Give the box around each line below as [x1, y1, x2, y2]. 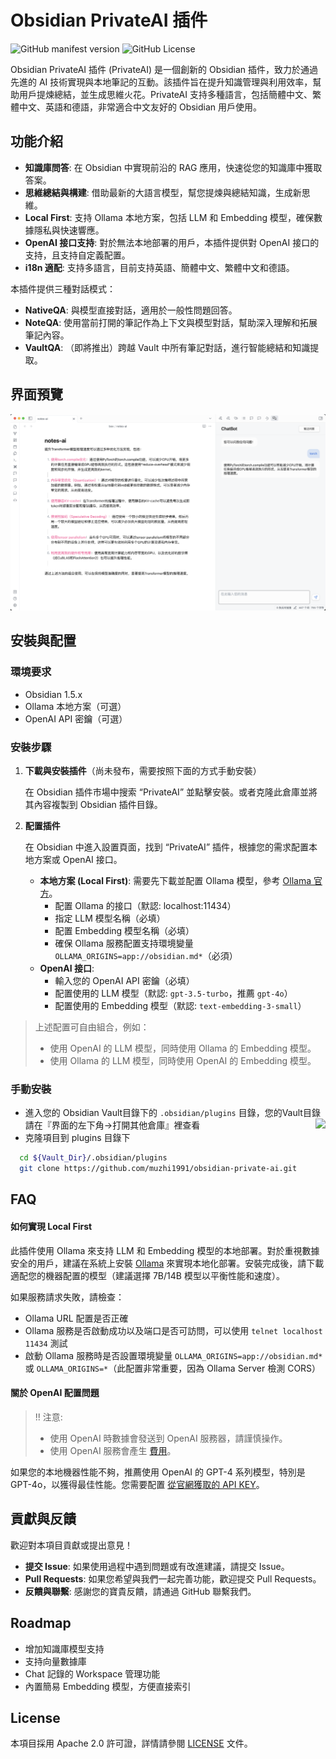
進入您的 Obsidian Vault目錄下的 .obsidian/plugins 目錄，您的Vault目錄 [24, 1107, 321, 1119]
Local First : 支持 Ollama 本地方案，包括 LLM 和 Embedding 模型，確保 [24, 211, 314, 223]
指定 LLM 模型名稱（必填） [54, 912, 166, 925]
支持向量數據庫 [24, 1655, 87, 1667]
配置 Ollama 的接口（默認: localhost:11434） [54, 900, 237, 912]
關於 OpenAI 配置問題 [10, 1387, 100, 1399]
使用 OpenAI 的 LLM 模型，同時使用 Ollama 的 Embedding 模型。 [49, 1042, 317, 1055]
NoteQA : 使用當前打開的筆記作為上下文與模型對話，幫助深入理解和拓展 [24, 316, 318, 328]
